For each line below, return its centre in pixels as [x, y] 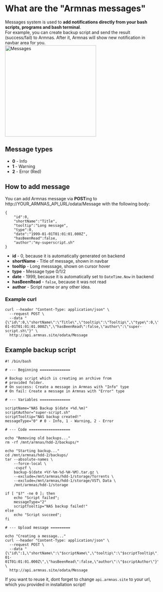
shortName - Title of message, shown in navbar [60, 261]
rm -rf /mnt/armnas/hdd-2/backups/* [42, 442]
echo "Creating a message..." [36, 536]
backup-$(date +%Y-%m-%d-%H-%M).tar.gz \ [56, 472]
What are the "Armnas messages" [75, 9]
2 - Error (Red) [27, 172]
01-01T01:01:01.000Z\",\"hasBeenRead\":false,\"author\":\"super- [73, 326]
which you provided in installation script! [45, 584]
